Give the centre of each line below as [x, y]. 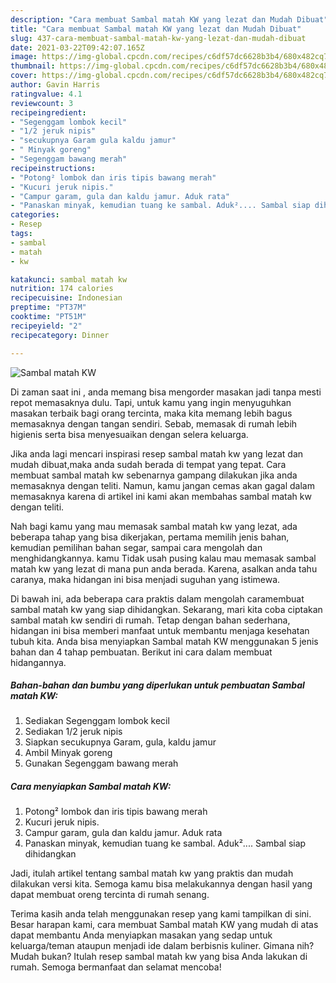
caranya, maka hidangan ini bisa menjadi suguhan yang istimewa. [145, 579]
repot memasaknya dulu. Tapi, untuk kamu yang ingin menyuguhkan [151, 402]
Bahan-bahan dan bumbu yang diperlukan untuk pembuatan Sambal [157, 685]
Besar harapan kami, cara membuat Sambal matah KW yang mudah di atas [164, 925]
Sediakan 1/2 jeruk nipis [73, 732]
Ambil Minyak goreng [68, 753]
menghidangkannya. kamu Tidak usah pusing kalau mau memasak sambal [163, 558]
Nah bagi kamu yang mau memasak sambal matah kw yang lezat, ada [154, 526]
